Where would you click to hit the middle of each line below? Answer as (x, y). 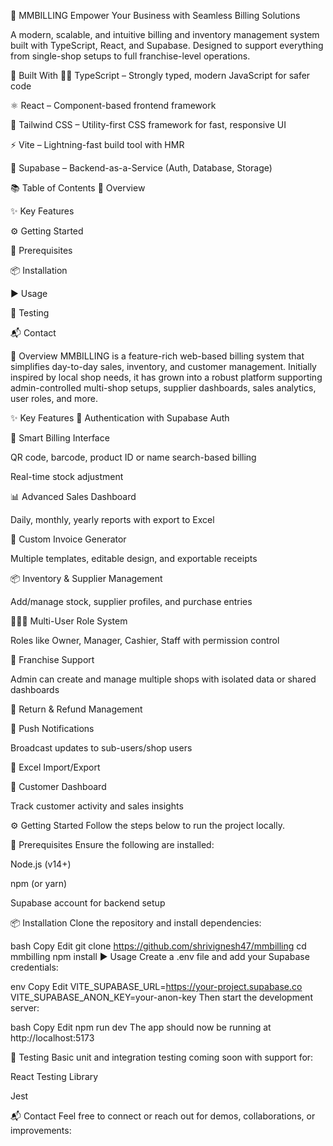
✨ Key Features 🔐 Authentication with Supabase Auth (120, 418)
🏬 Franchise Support (52, 659)
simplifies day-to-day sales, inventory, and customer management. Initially (163, 366)
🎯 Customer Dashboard (58, 786)
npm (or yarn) (39, 883)
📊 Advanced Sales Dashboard (73, 496)
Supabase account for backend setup (88, 903)
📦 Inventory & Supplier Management (86, 578)
